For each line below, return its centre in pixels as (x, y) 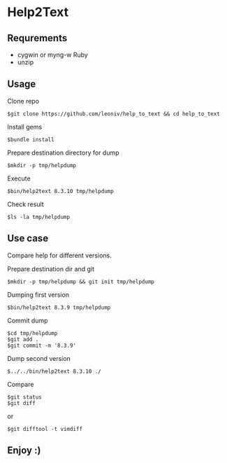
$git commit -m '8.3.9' (42, 346)
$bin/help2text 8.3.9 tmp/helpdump (59, 307)
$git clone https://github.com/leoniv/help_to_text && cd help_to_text (113, 114)
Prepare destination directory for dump (64, 152)
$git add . (23, 339)
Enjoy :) (24, 451)
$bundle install (31, 140)
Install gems (25, 127)
